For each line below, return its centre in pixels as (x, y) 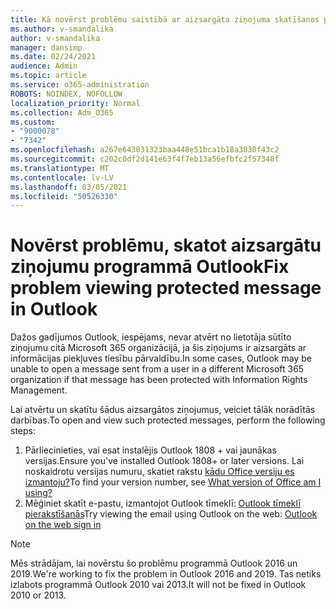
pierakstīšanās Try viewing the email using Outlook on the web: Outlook (171, 514)
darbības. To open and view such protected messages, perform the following (168, 420)
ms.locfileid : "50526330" (64, 196)
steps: (23, 431)
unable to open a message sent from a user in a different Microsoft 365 (157, 369)
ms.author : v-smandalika (62, 29)
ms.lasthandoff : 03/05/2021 (69, 187)
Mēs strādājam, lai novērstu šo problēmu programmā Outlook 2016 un (154, 563)
